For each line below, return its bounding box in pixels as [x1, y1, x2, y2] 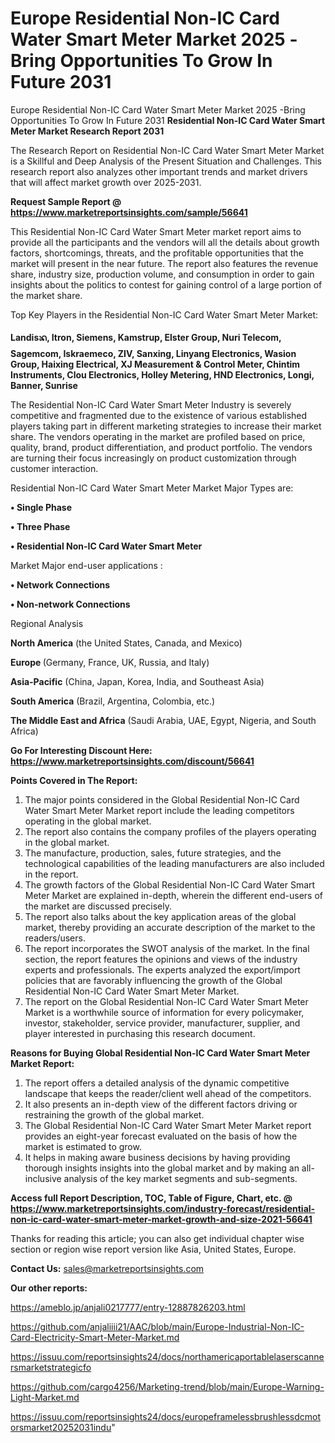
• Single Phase [10, 501, 73, 513]
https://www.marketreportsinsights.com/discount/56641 [10, 755, 255, 767]
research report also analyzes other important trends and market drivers [10, 165, 308, 177]
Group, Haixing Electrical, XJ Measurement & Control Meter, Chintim [10, 358, 301, 370]
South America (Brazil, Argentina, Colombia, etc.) [10, 695, 216, 707]
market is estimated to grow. [24, 1140, 142, 1152]
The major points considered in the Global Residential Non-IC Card [24, 793, 300, 806]
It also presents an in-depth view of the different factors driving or [24, 1098, 298, 1110]
